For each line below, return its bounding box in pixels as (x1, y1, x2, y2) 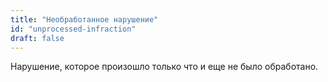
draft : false (10, 33, 65, 43)
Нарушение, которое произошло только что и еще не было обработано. (10, 61, 319, 73)
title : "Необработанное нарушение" (10, 14, 159, 25)
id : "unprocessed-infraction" (10, 24, 137, 34)
